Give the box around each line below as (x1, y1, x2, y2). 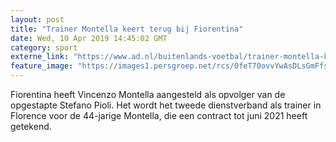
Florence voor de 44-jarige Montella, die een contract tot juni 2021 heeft (10, 110, 308, 121)
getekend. (10, 121, 52, 132)
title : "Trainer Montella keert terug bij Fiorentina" (10, 24, 244, 34)
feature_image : (10, 61, 74, 71)
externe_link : (10, 52, 70, 62)
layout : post (10, 14, 65, 25)
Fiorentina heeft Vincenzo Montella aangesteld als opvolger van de (10, 89, 286, 100)
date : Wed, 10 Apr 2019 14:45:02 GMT (10, 33, 168, 43)
